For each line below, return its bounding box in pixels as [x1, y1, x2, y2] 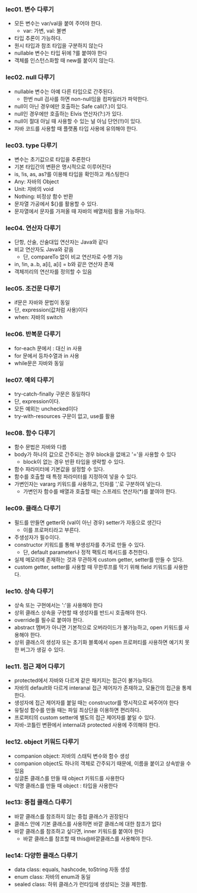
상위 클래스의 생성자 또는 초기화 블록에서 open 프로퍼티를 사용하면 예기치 [14, 639, 184, 646]
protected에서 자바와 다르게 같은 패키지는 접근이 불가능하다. [14, 677, 154, 684]
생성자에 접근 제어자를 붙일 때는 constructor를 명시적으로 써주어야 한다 [14, 699, 179, 706]
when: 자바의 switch [14, 314, 63, 321]
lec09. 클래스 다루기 [5, 504, 61, 512]
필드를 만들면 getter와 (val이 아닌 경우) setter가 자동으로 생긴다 [14, 519, 161, 526]
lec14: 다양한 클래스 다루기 [5, 851, 78, 859]
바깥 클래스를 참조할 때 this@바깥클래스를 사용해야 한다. [23, 835, 152, 842]
